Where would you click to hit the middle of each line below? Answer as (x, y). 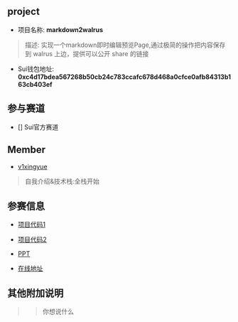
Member (27, 150)
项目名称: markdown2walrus (60, 29)
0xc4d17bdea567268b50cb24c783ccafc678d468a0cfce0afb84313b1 (124, 77)
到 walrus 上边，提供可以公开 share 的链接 (87, 53)
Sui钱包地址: (36, 69)
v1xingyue (32, 167)
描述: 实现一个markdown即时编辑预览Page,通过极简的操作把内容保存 (125, 45)
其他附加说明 (36, 293)
